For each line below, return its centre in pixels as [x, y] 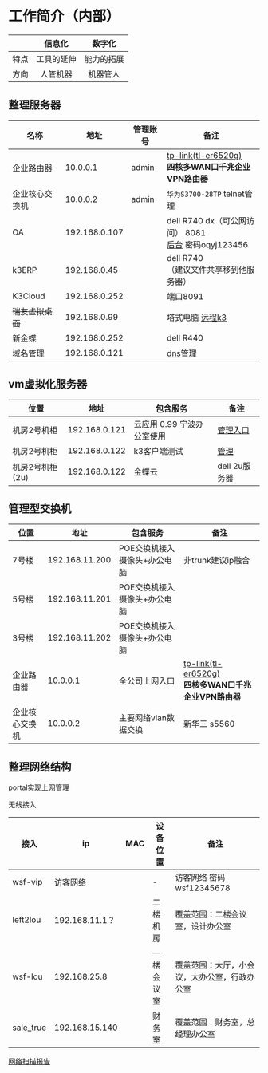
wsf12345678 [203, 888]
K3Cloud [29, 296]
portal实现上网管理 [39, 787]
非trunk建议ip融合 [217, 561]
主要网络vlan [143, 718]
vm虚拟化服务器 [48, 384]
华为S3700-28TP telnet [206, 194]
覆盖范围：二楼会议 [211, 914]
